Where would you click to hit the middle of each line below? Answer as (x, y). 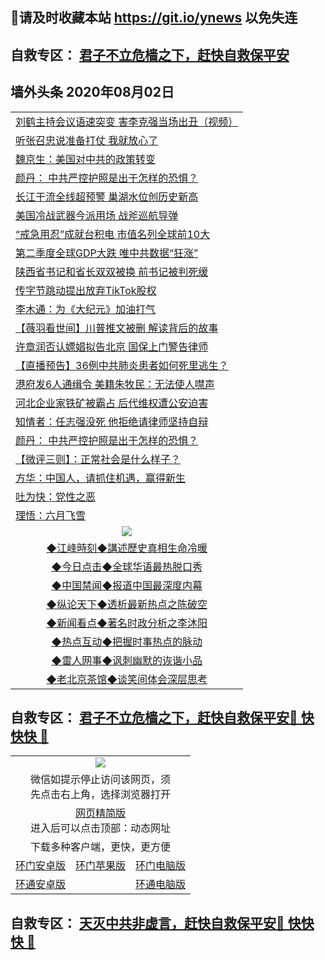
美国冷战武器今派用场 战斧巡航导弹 (97, 215)
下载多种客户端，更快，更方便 (101, 847)
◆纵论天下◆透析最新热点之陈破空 (127, 604)
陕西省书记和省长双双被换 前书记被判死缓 (112, 271)
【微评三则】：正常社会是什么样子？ (98, 459)
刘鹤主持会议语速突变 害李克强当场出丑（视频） (127, 121)
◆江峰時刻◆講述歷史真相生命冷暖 (127, 548)
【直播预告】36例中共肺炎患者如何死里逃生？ (122, 365)
